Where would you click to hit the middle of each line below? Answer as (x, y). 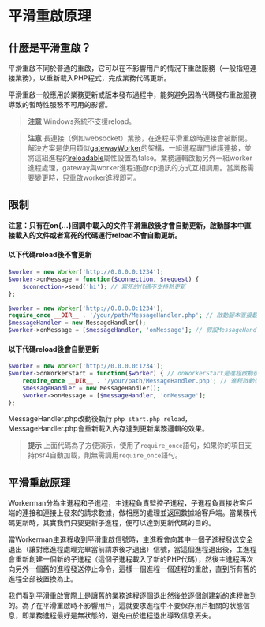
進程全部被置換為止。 (43, 579)
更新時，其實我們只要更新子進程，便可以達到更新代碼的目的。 (115, 523)
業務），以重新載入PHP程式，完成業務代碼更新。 (93, 78)
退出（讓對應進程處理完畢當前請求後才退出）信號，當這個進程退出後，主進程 (132, 550)
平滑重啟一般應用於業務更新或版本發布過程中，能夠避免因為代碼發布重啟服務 (132, 95)
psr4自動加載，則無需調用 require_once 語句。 (108, 455)
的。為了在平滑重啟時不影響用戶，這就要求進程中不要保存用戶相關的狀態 (125, 606)
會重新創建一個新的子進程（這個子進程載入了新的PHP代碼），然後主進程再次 (131, 559)
